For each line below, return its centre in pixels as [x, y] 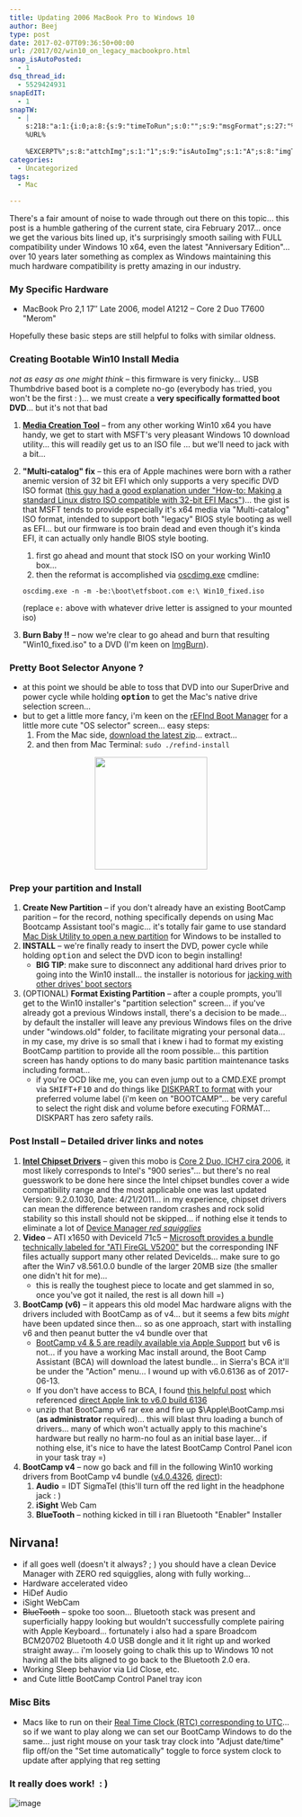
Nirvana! [34, 1543]
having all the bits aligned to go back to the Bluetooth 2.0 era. [136, 1660]
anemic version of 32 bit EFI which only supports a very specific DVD [151, 480]
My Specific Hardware [59, 290]
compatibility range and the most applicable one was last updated [144, 1189]
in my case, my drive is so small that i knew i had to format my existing [153, 1042]
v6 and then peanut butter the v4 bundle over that [115, 1333]
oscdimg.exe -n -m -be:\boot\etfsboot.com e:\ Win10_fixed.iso [143, 591]
